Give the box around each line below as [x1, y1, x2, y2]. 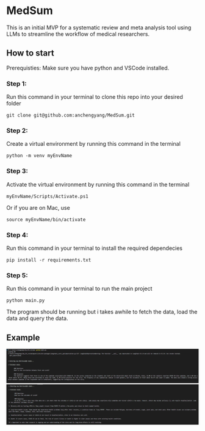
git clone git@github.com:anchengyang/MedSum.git [6, 112, 135, 119]
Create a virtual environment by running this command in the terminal [6, 140, 181, 148]
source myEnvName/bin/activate [6, 216, 86, 223]
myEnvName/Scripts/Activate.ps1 [6, 193, 88, 199]
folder [6, 100, 21, 107]
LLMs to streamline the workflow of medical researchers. [6, 30, 150, 37]
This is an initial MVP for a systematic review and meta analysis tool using [6, 24, 192, 31]
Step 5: [6, 271, 29, 279]
